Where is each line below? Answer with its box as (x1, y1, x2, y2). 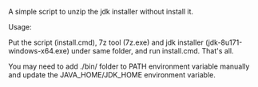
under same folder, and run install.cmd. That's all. (70, 46, 234, 55)
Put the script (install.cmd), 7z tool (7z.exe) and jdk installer (8, 38, 204, 47)
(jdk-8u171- (204, 38, 243, 47)
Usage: (8, 22, 32, 31)
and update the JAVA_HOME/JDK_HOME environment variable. (8, 70, 216, 79)
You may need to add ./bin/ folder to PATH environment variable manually (8, 61, 250, 71)
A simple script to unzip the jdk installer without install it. (8, 7, 194, 16)
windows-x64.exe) (8, 46, 70, 55)
